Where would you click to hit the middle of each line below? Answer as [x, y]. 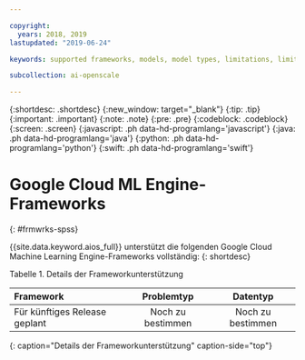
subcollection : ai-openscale [64, 75]
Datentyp [253, 296]
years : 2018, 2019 [53, 34]
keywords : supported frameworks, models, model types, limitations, [142, 59]
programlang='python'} [53, 148]
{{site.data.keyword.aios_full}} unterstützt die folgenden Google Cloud [141, 247]
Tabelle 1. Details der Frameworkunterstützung [97, 275]
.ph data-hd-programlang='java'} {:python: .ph [97, 138]
